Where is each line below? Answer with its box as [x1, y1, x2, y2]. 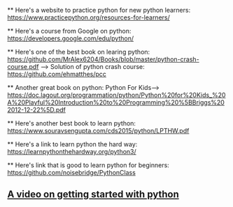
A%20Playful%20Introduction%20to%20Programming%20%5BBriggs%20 [7, 98, 225, 107]
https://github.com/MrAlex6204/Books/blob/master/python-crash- [7, 55, 199, 63]
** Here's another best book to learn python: [7, 119, 136, 128]
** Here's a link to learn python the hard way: [7, 140, 138, 148]
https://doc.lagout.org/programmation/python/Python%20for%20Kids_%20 [7, 91, 226, 99]
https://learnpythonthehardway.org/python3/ [7, 148, 136, 155]
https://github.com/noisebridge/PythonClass [7, 169, 136, 176]
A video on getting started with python [7, 188, 180, 201]
